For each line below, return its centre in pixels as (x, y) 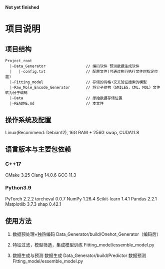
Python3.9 (18, 188)
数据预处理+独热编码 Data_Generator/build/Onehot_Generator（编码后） (86, 234)
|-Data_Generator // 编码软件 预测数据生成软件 (75, 66)
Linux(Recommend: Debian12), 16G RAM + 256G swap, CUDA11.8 (72, 132)
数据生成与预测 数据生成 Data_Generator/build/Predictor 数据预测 (79, 255)
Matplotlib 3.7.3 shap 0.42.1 (33, 204)
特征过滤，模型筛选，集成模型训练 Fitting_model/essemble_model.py (83, 244)
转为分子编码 (16, 93)
